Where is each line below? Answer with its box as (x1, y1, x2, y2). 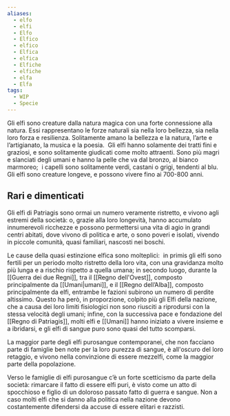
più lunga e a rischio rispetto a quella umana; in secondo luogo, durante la (7, 266, 217, 274)
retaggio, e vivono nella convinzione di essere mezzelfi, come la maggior (7, 353, 214, 361)
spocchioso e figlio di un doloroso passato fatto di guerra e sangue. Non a (7, 388, 218, 396)
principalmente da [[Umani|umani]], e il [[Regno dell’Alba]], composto (7, 280, 205, 288)
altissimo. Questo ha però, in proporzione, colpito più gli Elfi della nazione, (7, 295, 218, 304)
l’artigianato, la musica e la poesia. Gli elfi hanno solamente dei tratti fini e (7, 141, 217, 149)
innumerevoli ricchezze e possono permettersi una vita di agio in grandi (7, 223, 211, 231)
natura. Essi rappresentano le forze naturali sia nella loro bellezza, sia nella (7, 126, 219, 135)
